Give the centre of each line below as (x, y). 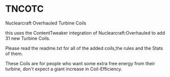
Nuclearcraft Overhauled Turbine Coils (46, 23)
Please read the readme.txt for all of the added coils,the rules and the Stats (84, 48)
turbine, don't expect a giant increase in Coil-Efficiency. (64, 69)
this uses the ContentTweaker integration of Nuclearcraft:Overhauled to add (85, 33)
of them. (14, 54)
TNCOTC (25, 9)
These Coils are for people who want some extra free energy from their (80, 63)
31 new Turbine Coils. (28, 38)
